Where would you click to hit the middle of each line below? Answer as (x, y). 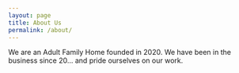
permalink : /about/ (40, 30)
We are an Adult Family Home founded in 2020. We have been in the (120, 53)
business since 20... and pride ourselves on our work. (96, 60)
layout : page (30, 15)
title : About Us (35, 23)
